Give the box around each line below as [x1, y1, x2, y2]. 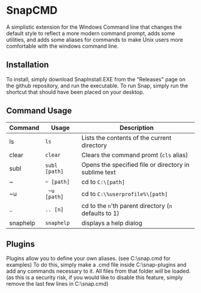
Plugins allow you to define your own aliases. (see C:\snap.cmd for [6, 255, 171, 262]
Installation [6, 60, 49, 70]
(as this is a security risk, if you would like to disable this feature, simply [6, 274, 183, 281]
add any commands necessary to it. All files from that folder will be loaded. [6, 267, 191, 275]
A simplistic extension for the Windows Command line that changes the [6, 23, 182, 30]
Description [119, 123, 154, 132]
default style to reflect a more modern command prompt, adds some [6, 29, 175, 36]
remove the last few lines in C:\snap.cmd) [6, 280, 109, 288]
